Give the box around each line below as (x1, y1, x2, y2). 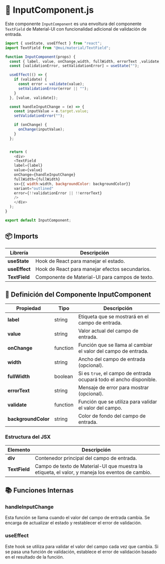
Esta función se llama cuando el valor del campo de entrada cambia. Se (5, 515, 150, 521)
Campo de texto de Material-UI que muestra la (35, 462, 143, 469)
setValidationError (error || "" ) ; (18, 86, 89, 91)
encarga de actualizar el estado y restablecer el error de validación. (5, 520, 142, 526)
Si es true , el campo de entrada (78, 370, 151, 377)
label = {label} (14, 163, 43, 168)
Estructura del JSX (5, 434, 51, 441)
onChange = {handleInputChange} (14, 172, 76, 177)
